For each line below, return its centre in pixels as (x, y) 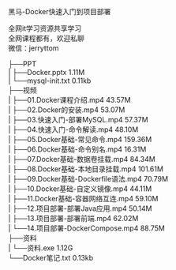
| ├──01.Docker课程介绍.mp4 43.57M (70, 100)
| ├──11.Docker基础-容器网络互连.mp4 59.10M (83, 199)
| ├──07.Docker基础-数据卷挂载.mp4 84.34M (82, 159)
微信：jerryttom (34, 48)
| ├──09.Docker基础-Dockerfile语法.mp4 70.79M (88, 179)
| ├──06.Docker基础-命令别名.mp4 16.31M (77, 149)
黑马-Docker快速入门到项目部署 (60, 11)
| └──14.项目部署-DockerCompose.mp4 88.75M (87, 228)
